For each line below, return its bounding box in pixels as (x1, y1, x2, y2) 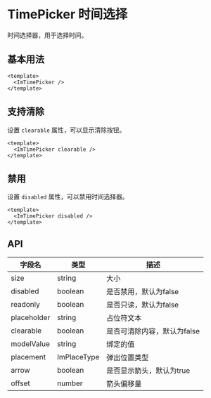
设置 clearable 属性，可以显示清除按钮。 (7, 126, 126, 134)
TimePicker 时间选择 (7, 6, 128, 22)
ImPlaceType (57, 352, 100, 362)
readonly (11, 300, 41, 310)
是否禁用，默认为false (106, 287, 179, 297)
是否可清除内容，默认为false (106, 326, 200, 336)
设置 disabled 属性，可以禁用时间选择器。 (7, 192, 129, 201)
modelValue (11, 339, 51, 349)
